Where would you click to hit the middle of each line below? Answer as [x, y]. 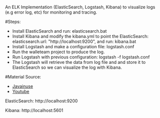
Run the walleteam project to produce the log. [58, 52]
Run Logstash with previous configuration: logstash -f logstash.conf [81, 57]
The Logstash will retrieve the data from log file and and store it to [79, 62]
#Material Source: [23, 77]
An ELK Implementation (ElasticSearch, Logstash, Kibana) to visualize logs [80, 7]
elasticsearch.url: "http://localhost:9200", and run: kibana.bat [74, 41]
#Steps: [13, 22]
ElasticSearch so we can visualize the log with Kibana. [67, 67]
